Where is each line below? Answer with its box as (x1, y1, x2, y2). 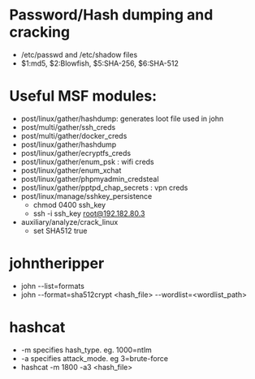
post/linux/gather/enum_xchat (20, 165, 122, 175)
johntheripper (9, 254, 105, 273)
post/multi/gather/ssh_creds (20, 122, 116, 131)
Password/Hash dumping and (9, 6, 214, 24)
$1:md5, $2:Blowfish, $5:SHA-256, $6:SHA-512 (20, 58, 179, 68)
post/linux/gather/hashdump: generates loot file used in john (20, 114, 224, 123)
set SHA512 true (32, 226, 88, 235)
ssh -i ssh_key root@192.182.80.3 (32, 209, 145, 218)
